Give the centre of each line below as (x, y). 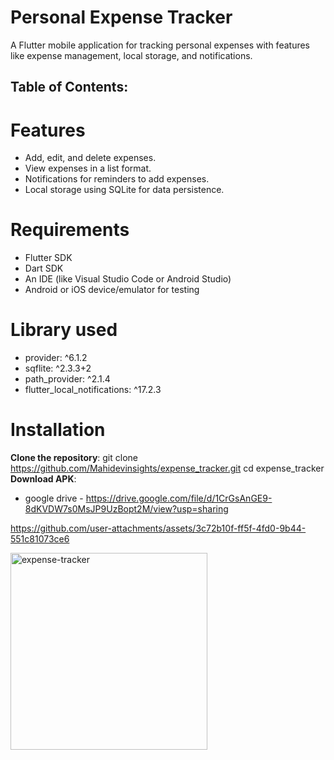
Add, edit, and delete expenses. (90, 158)
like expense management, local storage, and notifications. (131, 55)
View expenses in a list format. (88, 168)
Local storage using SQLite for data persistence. (124, 190)
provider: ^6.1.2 (56, 358)
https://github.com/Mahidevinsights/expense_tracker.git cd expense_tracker (167, 468)
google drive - (54, 498)
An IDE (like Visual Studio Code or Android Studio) (128, 279)
